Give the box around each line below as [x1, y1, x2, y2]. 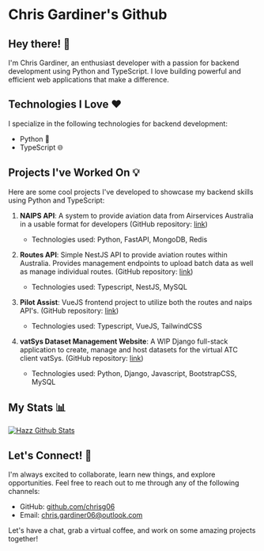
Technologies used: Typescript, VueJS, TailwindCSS [31, 321, 202, 330]
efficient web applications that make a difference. [8, 75, 170, 84]
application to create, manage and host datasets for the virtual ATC [19, 344, 239, 354]
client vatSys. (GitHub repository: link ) [19, 353, 144, 363]
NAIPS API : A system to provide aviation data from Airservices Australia [19, 211, 255, 220]
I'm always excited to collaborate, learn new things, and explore [8, 469, 216, 480]
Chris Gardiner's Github [8, 6, 168, 24]
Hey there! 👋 [8, 37, 71, 51]
